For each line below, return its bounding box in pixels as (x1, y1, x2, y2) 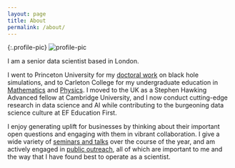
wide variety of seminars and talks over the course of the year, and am (7, 137, 216, 146)
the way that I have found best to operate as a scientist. (7, 152, 171, 161)
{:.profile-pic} (7, 43, 48, 52)
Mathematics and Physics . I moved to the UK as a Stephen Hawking (7, 86, 207, 95)
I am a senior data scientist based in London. (7, 57, 139, 65)
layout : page (7, 10, 46, 18)
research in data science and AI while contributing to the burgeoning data (7, 101, 224, 110)
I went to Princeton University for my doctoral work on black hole (7, 70, 199, 79)
